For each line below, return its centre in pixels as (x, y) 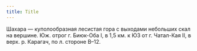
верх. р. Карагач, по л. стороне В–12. (53, 41)
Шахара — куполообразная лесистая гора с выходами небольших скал (98, 29)
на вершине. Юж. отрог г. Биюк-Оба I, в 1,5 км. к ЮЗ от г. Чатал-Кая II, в (98, 35)
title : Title (23, 12)
